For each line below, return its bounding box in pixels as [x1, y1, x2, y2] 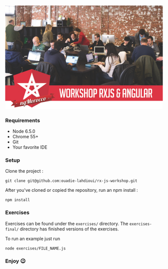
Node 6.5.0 [12, 128, 35, 134]
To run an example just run [5, 235, 60, 241]
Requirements [5, 117, 40, 124]
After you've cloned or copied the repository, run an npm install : [5, 187, 138, 193]
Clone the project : [5, 168, 43, 174]
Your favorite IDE [12, 144, 47, 150]
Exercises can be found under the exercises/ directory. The [5, 220, 128, 226]
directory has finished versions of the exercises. [19, 226, 119, 232]
